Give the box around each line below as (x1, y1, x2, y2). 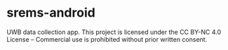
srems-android (6, 5, 95, 21)
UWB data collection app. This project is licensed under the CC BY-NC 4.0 (6, 28, 222, 36)
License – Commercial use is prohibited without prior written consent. (6, 35, 208, 43)
